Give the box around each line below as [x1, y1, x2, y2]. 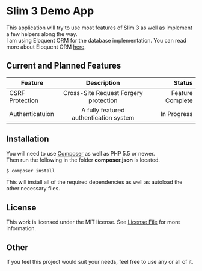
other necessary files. [6, 185, 60, 192]
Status [173, 78, 193, 87]
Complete [165, 96, 193, 105]
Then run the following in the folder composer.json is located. [6, 156, 161, 163]
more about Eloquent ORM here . [6, 43, 86, 50]
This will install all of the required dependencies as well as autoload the [6, 178, 183, 186]
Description [86, 78, 120, 87]
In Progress [160, 109, 193, 118]
